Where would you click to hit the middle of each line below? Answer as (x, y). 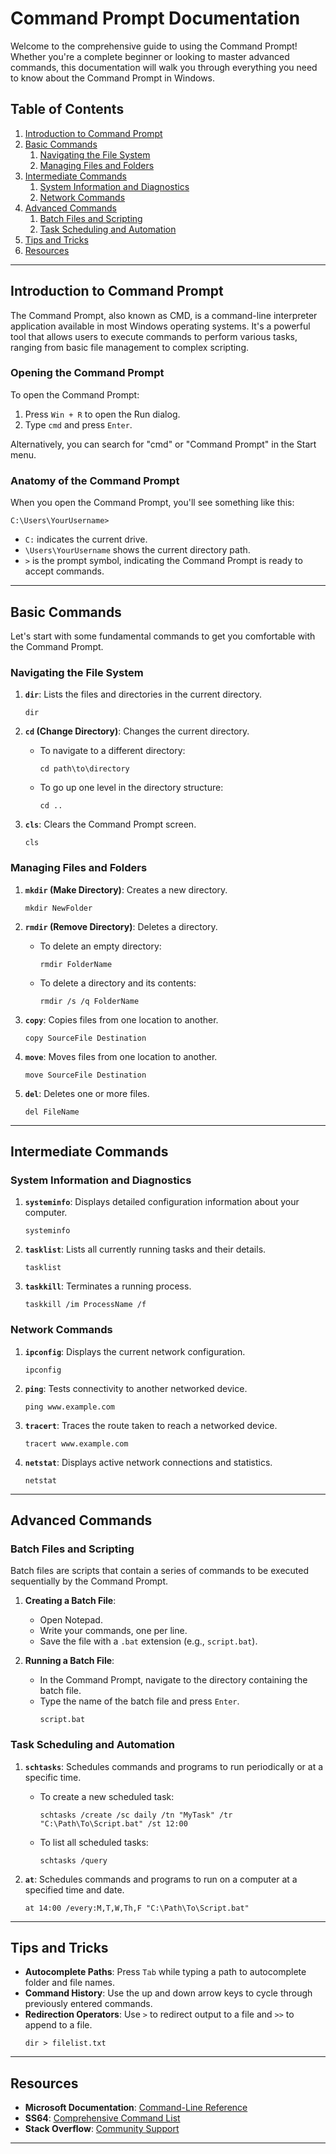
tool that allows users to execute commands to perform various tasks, (154, 336)
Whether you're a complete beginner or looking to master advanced (150, 56)
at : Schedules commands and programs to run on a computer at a (161, 1879)
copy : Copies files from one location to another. (121, 1019)
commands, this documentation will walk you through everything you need (164, 67)
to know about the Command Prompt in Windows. (113, 78)
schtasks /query (73, 1860)
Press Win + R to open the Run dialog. (102, 414)
